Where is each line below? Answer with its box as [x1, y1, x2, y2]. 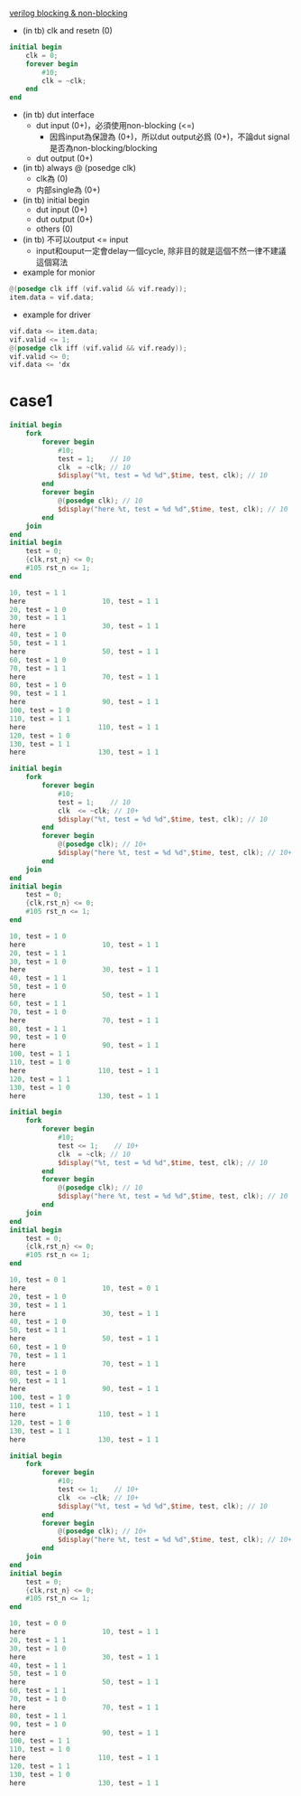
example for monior [22, 267, 96, 278]
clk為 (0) [35, 174, 68, 184]
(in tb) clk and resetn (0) [22, 25, 113, 35]
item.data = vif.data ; [9, 293, 95, 302]
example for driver [22, 309, 92, 320]
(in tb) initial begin [22, 194, 90, 206]
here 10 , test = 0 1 [9, 1284, 160, 1293]
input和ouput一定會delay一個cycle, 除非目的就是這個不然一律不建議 [35, 246, 287, 257]
